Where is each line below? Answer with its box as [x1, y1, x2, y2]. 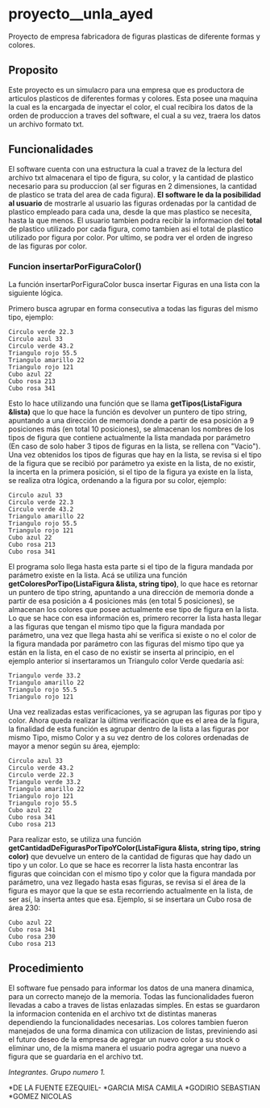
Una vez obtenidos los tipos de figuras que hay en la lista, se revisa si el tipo [8, 449, 262, 460]
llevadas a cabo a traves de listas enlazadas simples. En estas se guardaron [8, 1000, 260, 1010]
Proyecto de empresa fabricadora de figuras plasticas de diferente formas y [8, 31, 260, 41]
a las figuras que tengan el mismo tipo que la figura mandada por [8, 622, 225, 631]
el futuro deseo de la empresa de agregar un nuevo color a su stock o [8, 1034, 240, 1044]
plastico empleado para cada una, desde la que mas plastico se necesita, [8, 206, 252, 216]
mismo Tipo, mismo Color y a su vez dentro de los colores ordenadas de [8, 732, 249, 742]
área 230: [8, 902, 41, 912]
